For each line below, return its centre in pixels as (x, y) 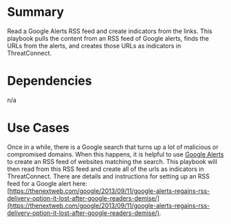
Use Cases (38, 128)
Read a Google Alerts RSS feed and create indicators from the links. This (110, 31)
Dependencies (49, 81)
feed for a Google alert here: (47, 183)
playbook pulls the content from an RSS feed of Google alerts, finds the (108, 38)
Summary (35, 12)
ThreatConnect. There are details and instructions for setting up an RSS (108, 176)
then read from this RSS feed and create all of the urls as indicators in (106, 169)
